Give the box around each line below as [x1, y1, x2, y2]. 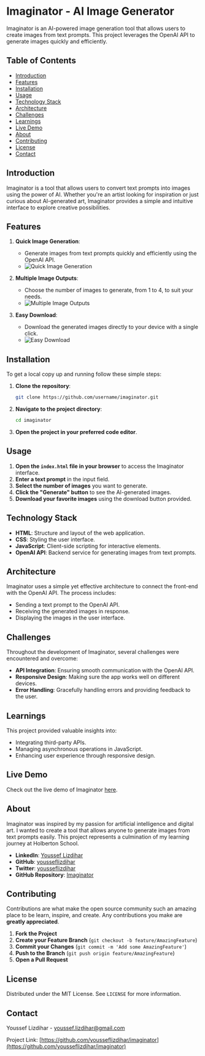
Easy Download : [15, 311, 58, 319]
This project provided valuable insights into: [6, 727, 117, 734]
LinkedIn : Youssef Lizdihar [15, 852, 83, 859]
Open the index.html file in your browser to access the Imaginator [15, 462, 184, 470]
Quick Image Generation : [15, 238, 81, 245]
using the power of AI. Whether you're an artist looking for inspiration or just [6, 190, 199, 198]
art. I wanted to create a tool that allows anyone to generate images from [6, 826, 190, 834]
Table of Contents [6, 55, 77, 66]
